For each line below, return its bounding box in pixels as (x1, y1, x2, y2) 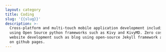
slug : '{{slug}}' (5, 16, 41, 21)
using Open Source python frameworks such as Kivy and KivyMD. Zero (9, 30, 154, 35)
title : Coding (5, 12, 35, 17)
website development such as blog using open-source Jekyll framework (9, 35, 158, 40)
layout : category (5, 7, 41, 12)
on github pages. (9, 40, 45, 45)
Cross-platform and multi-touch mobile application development (9, 26, 145, 31)
